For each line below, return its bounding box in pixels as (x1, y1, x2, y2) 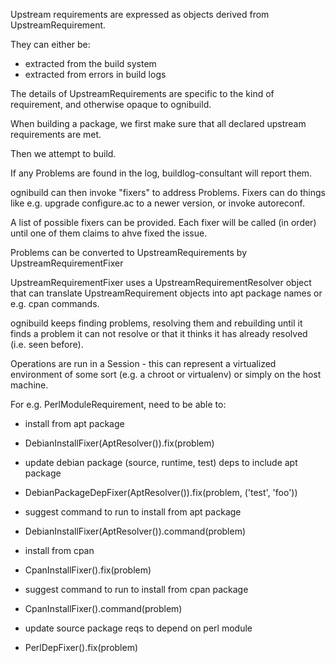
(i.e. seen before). (10, 339, 84, 350)
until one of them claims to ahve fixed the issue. (10, 227, 208, 239)
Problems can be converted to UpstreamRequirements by (10, 247, 248, 258)
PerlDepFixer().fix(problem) (24, 642, 139, 653)
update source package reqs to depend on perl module (24, 622, 253, 634)
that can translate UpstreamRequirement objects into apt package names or (10, 287, 323, 299)
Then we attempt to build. (10, 148, 117, 159)
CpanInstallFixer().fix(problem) (24, 564, 152, 576)
